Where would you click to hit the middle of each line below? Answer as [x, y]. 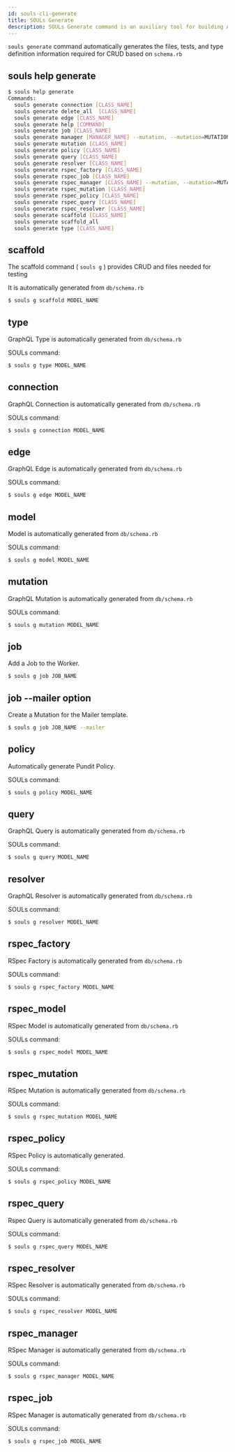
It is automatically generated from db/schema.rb [76, 288]
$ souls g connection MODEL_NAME [56, 430]
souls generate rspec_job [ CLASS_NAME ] [72, 176]
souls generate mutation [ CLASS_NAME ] [71, 144]
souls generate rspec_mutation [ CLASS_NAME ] [80, 189]
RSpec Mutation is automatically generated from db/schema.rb [97, 1090]
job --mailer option [50, 698]
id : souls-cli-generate [43, 14]
